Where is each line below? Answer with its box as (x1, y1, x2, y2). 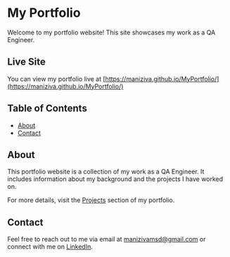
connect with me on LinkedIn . (7, 242, 93, 251)
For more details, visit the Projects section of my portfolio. (7, 196, 175, 204)
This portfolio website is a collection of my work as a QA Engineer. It (7, 167, 205, 176)
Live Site (7, 56, 46, 68)
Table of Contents (7, 103, 88, 114)
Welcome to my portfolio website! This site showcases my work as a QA (7, 28, 216, 37)
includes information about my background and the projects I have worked (7, 175, 224, 183)
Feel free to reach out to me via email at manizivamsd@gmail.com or (7, 235, 206, 244)
